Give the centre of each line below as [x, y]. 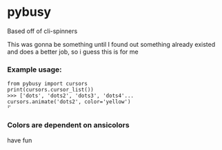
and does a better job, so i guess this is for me [73, 52]
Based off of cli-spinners [42, 31]
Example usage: [34, 69]
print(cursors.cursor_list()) [51, 90]
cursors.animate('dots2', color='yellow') [69, 102]
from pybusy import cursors [48, 84]
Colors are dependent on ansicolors [68, 125]
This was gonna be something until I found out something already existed [111, 44]
